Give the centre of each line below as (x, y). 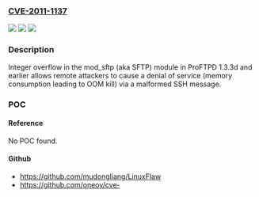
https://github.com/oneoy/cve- (70, 184)
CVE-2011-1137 (38, 11)
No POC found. (33, 141)
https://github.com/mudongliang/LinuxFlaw (90, 176)
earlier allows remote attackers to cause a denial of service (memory (120, 75)
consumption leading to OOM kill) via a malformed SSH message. (115, 84)
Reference (26, 123)
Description (31, 50)
